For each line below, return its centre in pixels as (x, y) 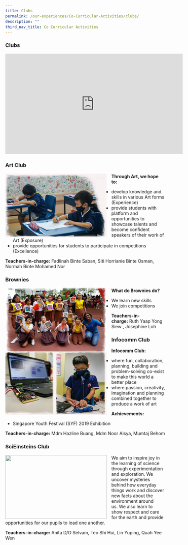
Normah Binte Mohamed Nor (35, 266)
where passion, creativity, (138, 388)
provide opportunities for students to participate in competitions (79, 246)
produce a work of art (134, 404)
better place (124, 382)
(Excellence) (26, 251)
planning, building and (135, 366)
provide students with (134, 208)
